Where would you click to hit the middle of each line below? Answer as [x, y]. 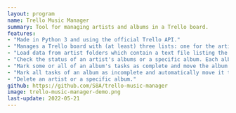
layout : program [31, 14]
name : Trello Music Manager [48, 20]
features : [22, 33]
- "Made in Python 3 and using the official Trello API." [94, 40]
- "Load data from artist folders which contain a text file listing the [118, 53]
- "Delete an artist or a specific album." [72, 79]
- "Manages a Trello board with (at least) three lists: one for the [111, 46]
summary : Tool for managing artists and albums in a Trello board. [108, 27]
